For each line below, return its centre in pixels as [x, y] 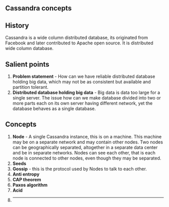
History [17, 25]
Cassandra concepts [38, 8]
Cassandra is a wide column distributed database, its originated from [77, 38]
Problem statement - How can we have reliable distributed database [84, 76]
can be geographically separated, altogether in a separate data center [85, 147]
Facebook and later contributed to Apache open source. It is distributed [79, 43]
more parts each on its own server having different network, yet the [82, 103]
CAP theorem [27, 179]
